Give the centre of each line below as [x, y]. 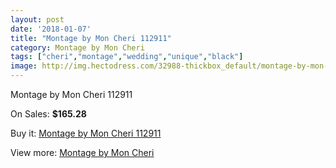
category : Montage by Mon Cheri [77, 47]
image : [24, 66]
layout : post [37, 19]
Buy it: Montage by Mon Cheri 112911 [86, 133]
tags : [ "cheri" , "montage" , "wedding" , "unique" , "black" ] [127, 57]
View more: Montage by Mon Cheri [82, 152]
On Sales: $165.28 [48, 114]
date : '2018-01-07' [51, 29]
